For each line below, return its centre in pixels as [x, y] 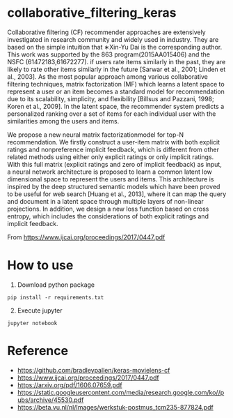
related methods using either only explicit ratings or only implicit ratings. [111, 157]
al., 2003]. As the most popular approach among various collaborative [108, 76]
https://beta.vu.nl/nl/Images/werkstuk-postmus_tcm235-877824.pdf [115, 407]
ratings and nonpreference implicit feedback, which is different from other [113, 149]
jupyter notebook [32, 323]
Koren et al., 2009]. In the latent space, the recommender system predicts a [116, 106]
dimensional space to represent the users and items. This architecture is [111, 179]
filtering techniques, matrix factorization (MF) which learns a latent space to [116, 84]
